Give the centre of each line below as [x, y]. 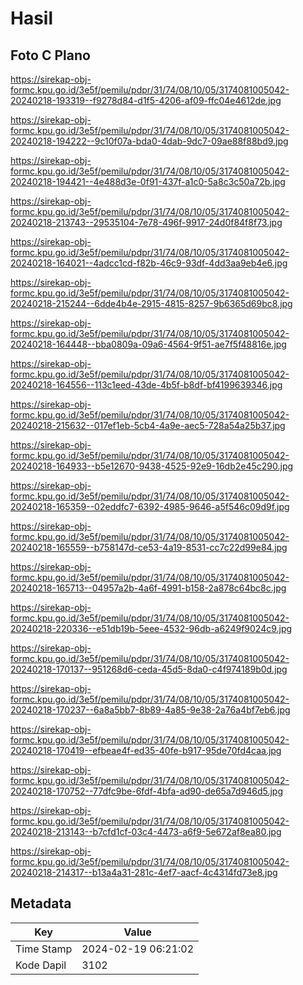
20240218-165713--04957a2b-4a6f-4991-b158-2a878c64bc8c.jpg [148, 588]
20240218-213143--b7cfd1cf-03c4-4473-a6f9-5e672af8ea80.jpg [146, 831]
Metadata [41, 903]
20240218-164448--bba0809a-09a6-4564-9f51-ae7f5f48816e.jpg [148, 344]
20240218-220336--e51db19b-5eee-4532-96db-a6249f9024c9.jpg [151, 628]
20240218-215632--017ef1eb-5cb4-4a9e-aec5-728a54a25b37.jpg [148, 425]
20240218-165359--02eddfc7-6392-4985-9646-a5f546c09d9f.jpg [150, 506]
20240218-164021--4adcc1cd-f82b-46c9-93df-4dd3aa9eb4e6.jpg [149, 263]
